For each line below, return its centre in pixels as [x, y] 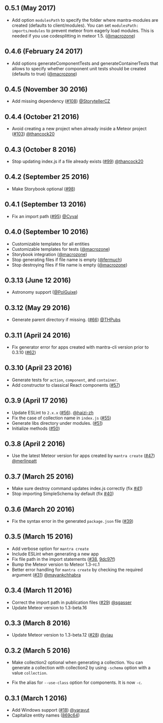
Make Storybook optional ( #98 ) [44, 189]
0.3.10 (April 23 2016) [38, 368]
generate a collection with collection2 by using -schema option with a [81, 668]
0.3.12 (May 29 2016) [37, 308]
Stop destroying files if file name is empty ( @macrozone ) [69, 265]
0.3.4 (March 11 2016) [38, 590]
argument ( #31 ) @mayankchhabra [46, 575]
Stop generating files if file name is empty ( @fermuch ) [67, 260]
